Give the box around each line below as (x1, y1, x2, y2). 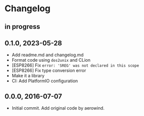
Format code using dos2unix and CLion (11, 57, 91, 63)
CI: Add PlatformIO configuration (11, 78, 78, 84)
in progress (4, 23, 40, 31)
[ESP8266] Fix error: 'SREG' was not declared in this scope (11, 62, 140, 69)
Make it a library (11, 73, 45, 79)
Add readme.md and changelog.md (11, 52, 84, 58)
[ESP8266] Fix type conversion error (11, 68, 86, 73)
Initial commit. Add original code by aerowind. (11, 105, 105, 111)
